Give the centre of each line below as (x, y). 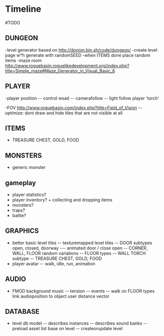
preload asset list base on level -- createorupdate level (67, 329)
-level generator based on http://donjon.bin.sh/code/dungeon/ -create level (81, 50)
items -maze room (23, 60)
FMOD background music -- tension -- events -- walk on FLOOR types (83, 291)
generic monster (29, 168)
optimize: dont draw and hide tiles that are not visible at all (64, 113)
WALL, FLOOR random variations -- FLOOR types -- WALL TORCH (79, 253)
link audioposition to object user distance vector (61, 296)
